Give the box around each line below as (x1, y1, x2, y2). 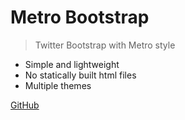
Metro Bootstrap (10, 6, 150, 29)
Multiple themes (24, 79, 92, 91)
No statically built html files (24, 69, 137, 81)
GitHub (10, 99, 40, 111)
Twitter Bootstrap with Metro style (34, 39, 176, 51)
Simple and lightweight (24, 58, 120, 70)
